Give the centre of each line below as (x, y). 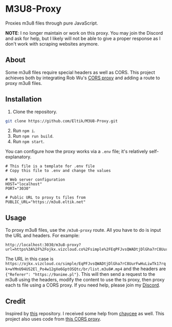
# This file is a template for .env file (50, 166)
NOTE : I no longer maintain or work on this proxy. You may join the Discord (84, 33)
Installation (24, 100)
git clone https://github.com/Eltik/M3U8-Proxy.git (61, 121)
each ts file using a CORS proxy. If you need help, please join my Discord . (83, 285)
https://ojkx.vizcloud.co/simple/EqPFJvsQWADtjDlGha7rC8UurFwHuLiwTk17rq (86, 264)
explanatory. (18, 157)
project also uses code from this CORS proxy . (53, 319)
